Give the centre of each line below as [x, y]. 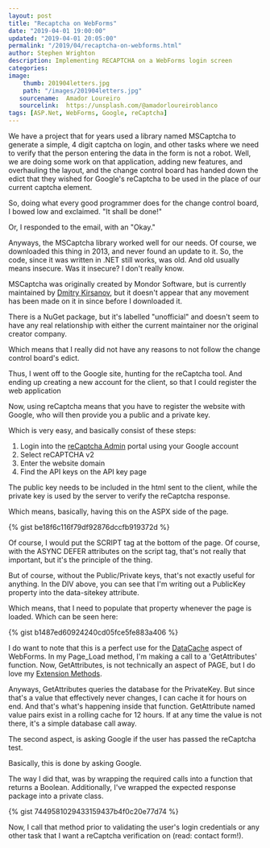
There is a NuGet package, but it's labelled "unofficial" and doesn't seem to [134, 316]
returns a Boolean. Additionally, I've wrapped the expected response [122, 787]
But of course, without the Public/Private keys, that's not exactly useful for [132, 575]
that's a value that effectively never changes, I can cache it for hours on [128, 698]
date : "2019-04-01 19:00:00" [57, 31]
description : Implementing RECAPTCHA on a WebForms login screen [120, 61]
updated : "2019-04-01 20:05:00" [62, 38]
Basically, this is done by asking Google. [75, 763]
